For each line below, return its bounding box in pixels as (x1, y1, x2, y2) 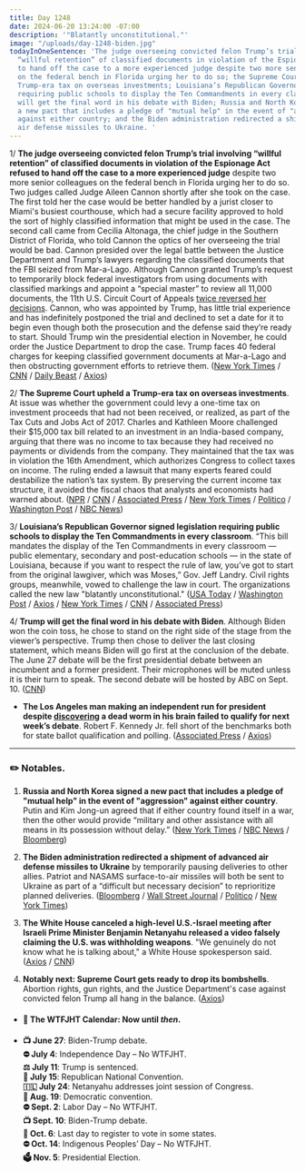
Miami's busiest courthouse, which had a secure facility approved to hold (9, 206, 284, 216)
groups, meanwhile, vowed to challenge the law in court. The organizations (9, 579, 290, 590)
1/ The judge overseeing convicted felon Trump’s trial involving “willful (9, 148, 281, 159)
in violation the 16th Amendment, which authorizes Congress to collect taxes (9, 455, 296, 466)
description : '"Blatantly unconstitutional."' (9, 30, 189, 39)
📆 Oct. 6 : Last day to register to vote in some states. (22, 1127, 217, 1138)
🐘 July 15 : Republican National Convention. (22, 1071, 184, 1082)
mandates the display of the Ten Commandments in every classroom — (9, 541, 277, 551)
